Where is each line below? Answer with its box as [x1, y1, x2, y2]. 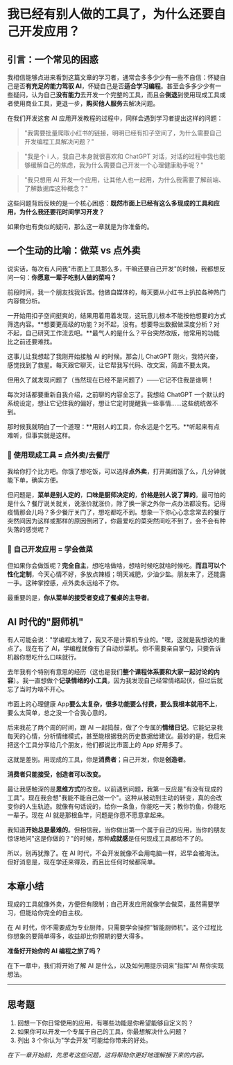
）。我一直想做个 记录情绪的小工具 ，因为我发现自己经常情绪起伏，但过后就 [13, 676, 223, 685]
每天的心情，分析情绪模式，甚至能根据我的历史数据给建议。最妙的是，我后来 [7, 732, 226, 740]
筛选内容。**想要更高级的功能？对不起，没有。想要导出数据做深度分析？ [7, 320, 214, 328]
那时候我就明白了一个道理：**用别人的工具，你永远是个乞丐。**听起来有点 [7, 422, 221, 430]
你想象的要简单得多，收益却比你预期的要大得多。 [7, 932, 147, 941]
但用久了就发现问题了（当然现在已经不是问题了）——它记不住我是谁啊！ [7, 376, 214, 384]
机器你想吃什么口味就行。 [7, 653, 80, 662]
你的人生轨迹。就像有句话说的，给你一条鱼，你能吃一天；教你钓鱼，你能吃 [12, 803, 226, 811]
